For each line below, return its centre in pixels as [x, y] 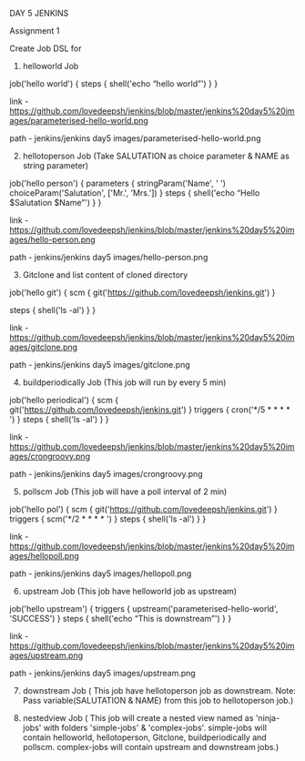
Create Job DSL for [46, 48]
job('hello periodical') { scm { [64, 400]
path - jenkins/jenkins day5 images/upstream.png [102, 673]
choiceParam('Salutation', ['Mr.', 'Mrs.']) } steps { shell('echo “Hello [135, 193]
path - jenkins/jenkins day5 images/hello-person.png [109, 257]
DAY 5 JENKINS [39, 13]
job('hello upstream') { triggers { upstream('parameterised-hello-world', [144, 609]
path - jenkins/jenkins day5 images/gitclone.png [100, 365]
